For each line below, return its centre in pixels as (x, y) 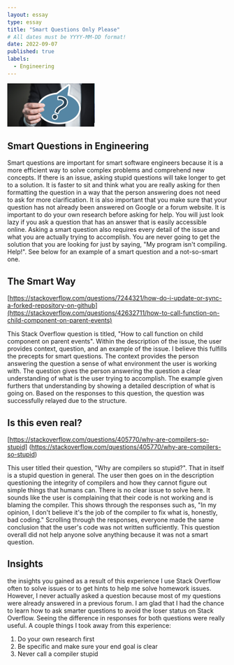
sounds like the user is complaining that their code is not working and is (110, 497)
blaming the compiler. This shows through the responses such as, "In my (112, 505)
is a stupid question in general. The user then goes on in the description (111, 475)
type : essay (24, 22)
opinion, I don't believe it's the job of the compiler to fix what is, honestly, (112, 512)
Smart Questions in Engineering (78, 146)
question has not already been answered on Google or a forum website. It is (116, 207)
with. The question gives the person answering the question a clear (104, 371)
